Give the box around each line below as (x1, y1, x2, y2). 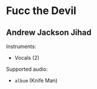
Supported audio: (6, 66, 48, 73)
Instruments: (6, 43, 37, 50)
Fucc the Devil (6, 4, 77, 18)
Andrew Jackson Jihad (6, 28, 92, 37)
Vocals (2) (14, 54, 40, 61)
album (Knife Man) (14, 77, 58, 84)
